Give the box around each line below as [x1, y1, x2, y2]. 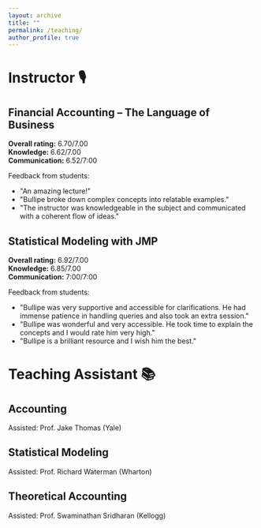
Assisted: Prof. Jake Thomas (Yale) [8, 423, 122, 433]
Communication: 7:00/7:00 [8, 272, 98, 282]
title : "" [8, 19, 41, 27]
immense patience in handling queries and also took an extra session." [19, 311, 249, 320]
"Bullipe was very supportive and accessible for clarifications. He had [19, 303, 246, 313]
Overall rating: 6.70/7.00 [8, 139, 88, 148]
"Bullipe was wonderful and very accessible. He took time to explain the [19, 320, 254, 329]
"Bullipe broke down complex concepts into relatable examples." [19, 195, 229, 204]
